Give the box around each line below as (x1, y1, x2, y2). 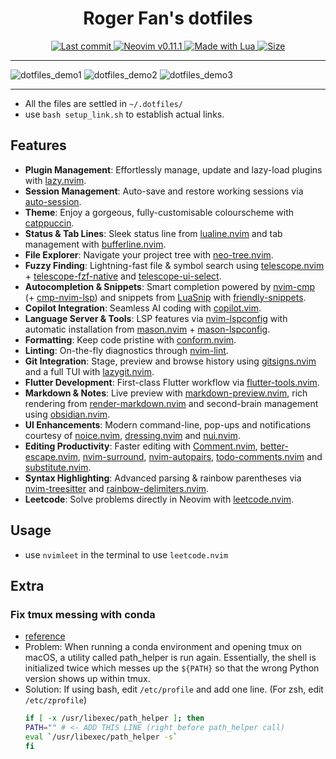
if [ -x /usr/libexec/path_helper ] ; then (24, 713, 205, 724)
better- (259, 440, 289, 452)
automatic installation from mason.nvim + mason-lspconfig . (24, 323, 271, 335)
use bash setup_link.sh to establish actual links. (24, 108, 225, 120)
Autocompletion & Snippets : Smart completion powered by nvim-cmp (24, 280, 316, 292)
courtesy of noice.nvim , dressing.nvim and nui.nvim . (24, 429, 241, 441)
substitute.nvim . (24, 461, 92, 473)
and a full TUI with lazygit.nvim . (24, 365, 155, 377)
